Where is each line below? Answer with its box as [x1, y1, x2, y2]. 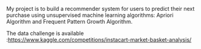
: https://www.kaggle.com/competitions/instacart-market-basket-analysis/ [6, 36, 192, 43]
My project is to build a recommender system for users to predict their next [6, 5, 195, 12]
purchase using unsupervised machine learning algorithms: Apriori [6, 11, 174, 19]
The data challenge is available [6, 30, 84, 37]
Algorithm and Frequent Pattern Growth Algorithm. [6, 18, 133, 25]
